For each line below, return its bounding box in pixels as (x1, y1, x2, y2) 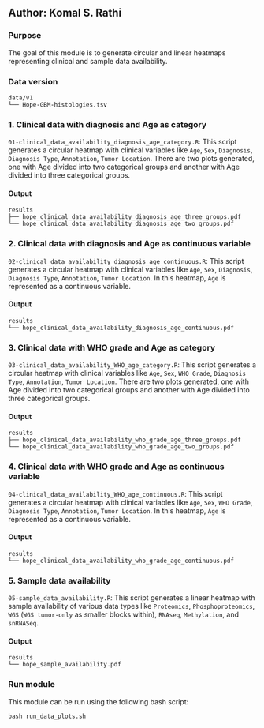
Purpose (8, 30, 42, 41)
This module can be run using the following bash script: (8, 696, 189, 706)
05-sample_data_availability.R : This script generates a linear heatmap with (8, 593, 255, 602)
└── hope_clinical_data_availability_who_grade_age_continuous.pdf (8, 557, 235, 565)
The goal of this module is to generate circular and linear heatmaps (8, 47, 226, 58)
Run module (8, 679, 55, 690)
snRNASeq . (8, 618, 39, 628)
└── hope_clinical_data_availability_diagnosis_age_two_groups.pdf (8, 220, 235, 228)
